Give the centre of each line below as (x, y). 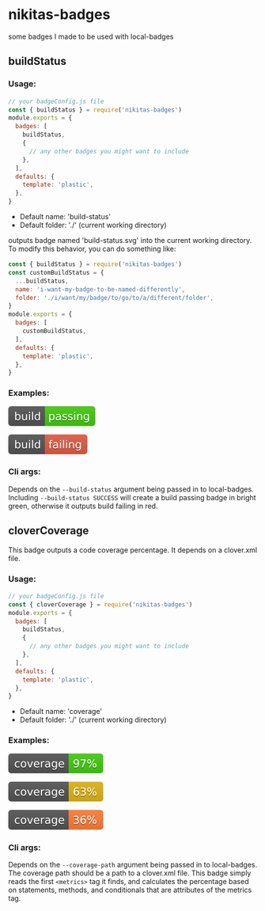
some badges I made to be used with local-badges (91, 36)
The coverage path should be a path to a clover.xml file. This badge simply (130, 873)
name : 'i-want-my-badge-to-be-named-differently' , (100, 289)
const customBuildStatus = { (56, 272)
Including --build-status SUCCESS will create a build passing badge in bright (132, 497)
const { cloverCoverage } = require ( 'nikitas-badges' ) (100, 604)
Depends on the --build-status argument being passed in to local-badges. (131, 489)
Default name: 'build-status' (65, 216)
